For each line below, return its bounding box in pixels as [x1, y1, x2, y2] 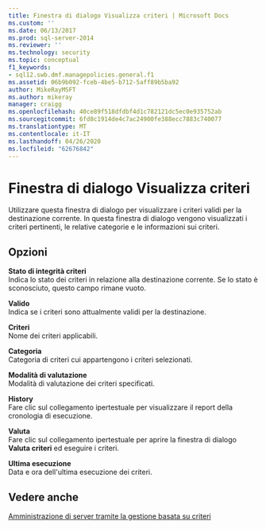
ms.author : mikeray [8, 93, 73, 101]
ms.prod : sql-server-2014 [8, 33, 94, 42]
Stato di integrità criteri [8, 266, 87, 276]
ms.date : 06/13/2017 [8, 26, 77, 34]
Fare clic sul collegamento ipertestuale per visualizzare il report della [8, 403, 233, 412]
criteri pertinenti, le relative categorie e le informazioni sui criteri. [8, 222, 220, 231]
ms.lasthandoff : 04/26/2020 [8, 137, 102, 146]
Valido [8, 299, 30, 309]
